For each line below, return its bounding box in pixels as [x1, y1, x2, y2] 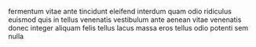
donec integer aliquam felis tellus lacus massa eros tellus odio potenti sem [8, 23, 249, 32]
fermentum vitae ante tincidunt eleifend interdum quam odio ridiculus [8, 7, 232, 16]
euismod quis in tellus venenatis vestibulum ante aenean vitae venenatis [8, 15, 242, 24]
